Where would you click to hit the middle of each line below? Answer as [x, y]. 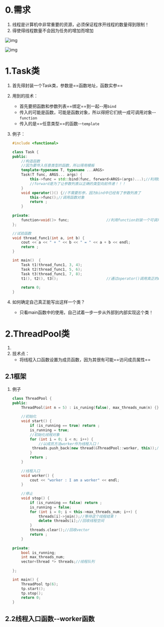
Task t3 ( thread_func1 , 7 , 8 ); [52, 274]
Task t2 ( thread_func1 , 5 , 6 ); [52, 269]
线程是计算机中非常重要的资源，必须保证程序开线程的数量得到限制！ [81, 24]
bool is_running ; [39, 553]
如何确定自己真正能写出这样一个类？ [49, 302]
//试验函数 [22, 233]
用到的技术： [25, 96]
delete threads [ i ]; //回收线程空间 [71, 521]
